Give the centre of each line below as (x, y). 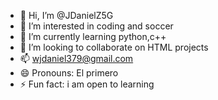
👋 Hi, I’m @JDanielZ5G (66, 15)
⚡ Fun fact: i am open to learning (87, 84)
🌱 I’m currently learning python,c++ (93, 36)
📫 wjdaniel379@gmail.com (76, 58)
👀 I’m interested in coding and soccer (96, 26)
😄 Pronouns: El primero (69, 73)
